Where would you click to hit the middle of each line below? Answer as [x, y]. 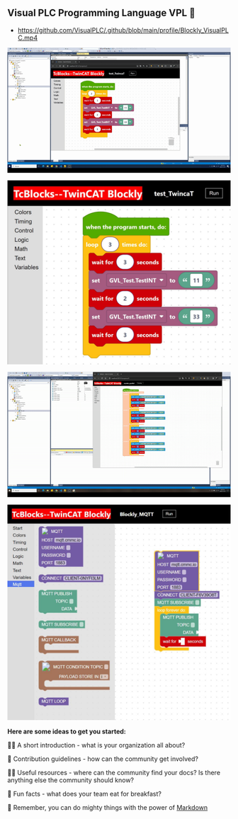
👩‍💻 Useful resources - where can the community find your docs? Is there [114, 773]
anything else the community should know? [71, 780]
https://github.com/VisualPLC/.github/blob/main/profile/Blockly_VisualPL [123, 30]
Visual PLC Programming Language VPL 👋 [102, 13]
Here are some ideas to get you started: [67, 732]
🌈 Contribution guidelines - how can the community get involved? [103, 759]
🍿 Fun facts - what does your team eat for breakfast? [84, 794]
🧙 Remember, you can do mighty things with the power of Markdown [108, 808]
